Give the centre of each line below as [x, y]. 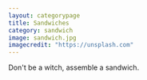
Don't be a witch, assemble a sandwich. [74, 67]
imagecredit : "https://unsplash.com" [71, 45]
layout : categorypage [44, 15]
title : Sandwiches [39, 23]
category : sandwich [41, 30]
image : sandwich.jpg [43, 38]
